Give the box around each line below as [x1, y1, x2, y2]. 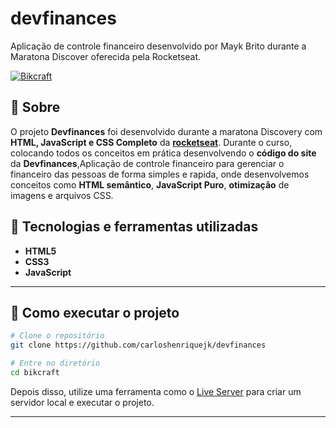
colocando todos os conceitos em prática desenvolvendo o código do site [10, 147, 317, 159]
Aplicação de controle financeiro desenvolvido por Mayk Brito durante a [10, 40, 307, 52]
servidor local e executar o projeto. [10, 396, 155, 408]
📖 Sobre [10, 99, 61, 116]
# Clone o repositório [10, 331, 105, 341]
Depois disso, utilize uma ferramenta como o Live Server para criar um [10, 385, 302, 397]
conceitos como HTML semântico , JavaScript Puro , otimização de [10, 178, 290, 191]
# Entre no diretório [10, 358, 101, 369]
